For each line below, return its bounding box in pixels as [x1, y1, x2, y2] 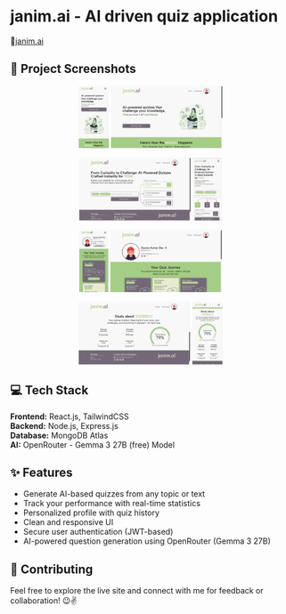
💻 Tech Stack [10, 383, 89, 398]
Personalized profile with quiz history [22, 507, 159, 518]
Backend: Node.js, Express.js [10, 420, 118, 431]
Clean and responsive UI [22, 517, 114, 528]
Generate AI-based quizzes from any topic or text [22, 489, 206, 499]
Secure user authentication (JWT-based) [22, 527, 174, 537]
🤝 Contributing [10, 561, 94, 577]
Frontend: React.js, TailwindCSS [10, 411, 129, 422]
